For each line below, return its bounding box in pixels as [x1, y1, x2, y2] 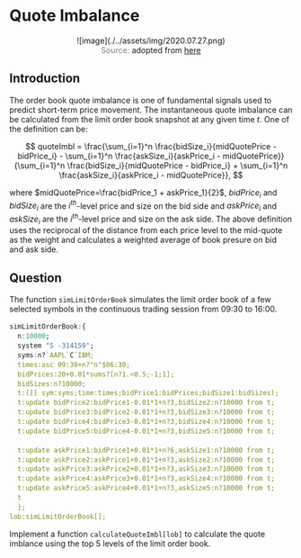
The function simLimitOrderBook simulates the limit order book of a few [9, 294, 271, 305]
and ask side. [9, 244, 59, 255]
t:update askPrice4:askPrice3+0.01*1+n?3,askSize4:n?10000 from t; [17, 474, 276, 483]
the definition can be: [9, 123, 88, 134]
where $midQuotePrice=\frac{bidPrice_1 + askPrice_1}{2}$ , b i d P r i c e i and [9, 186, 278, 200]
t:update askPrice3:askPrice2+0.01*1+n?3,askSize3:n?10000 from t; [17, 464, 276, 473]
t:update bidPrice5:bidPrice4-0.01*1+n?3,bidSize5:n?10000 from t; [17, 427, 276, 436]
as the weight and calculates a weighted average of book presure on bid [9, 235, 277, 246]
